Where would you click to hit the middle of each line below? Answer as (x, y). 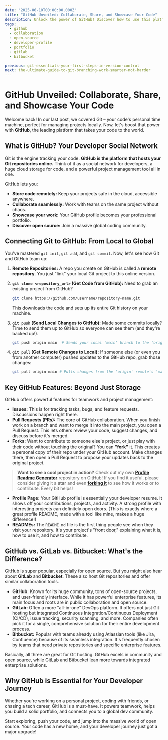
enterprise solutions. (26, 665)
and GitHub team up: (26, 258)
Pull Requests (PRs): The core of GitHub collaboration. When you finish (86, 420)
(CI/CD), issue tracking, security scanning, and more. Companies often (85, 618)
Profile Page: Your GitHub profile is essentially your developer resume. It (87, 498)
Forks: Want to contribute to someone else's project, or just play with (84, 441)
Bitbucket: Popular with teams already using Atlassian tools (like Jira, (84, 634)
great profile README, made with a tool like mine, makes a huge (78, 514)
